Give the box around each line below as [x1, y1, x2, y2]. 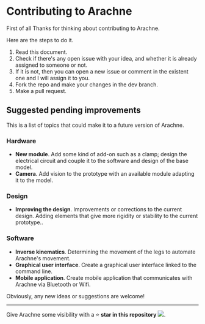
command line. [15, 268, 53, 275]
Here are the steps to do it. [6, 36, 74, 43]
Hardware [6, 137, 37, 145]
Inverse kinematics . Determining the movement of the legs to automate [15, 248, 196, 255]
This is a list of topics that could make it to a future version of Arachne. [6, 121, 184, 129]
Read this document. [15, 48, 68, 56]
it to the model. [15, 176, 54, 184]
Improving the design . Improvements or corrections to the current [15, 206, 182, 213]
